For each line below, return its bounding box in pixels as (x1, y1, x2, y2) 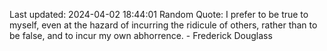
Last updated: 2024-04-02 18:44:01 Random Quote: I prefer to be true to (9, 9, 309, 20)
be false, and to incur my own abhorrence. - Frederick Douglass (9, 30, 273, 41)
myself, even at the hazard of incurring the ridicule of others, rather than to (9, 19, 318, 31)
